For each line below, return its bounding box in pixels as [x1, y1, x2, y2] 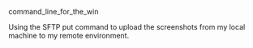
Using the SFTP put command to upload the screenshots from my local [8, 22, 246, 31]
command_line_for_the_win [8, 7, 99, 16]
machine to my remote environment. [8, 31, 130, 40]
